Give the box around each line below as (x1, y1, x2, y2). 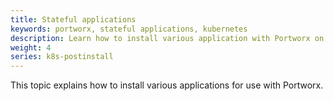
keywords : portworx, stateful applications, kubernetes (10, 24, 248, 34)
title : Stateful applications (10, 14, 137, 25)
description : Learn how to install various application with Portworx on (10, 33, 325, 43)
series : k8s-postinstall (10, 52, 114, 62)
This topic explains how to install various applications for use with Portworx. (10, 79, 324, 91)
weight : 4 (10, 42, 52, 53)
